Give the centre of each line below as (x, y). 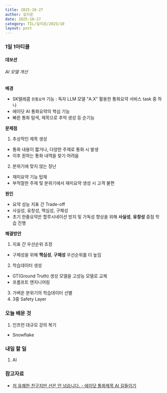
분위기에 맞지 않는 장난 (34, 166)
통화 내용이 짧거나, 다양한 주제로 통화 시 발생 (55, 149)
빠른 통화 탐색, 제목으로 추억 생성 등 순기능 (53, 117)
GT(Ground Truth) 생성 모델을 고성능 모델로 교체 (60, 276)
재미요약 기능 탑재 (30, 177)
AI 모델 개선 (17, 72)
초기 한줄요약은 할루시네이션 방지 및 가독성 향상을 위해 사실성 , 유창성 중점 (83, 216)
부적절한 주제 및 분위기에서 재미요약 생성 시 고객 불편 (63, 183)
